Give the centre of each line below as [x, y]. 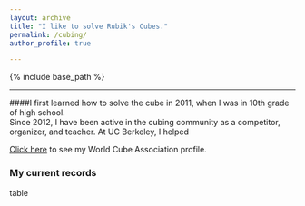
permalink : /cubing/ [49, 34]
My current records [53, 173]
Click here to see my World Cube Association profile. [108, 150]
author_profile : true [50, 43]
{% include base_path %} [57, 77]
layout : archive [40, 18]
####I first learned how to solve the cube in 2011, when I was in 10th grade [149, 103]
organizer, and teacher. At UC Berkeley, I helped [99, 132]
